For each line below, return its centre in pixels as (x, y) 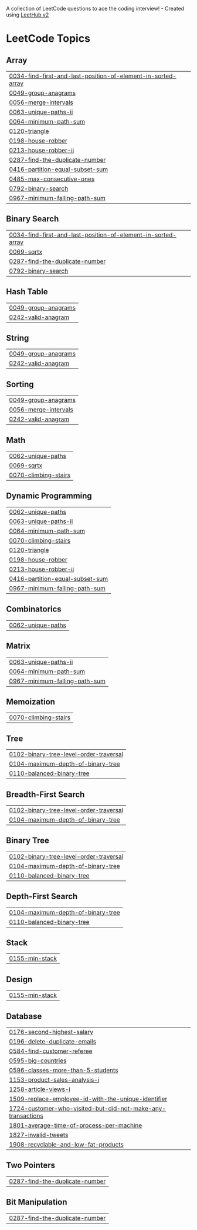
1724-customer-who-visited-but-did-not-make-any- (87, 1108)
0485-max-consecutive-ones (52, 179)
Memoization (31, 702)
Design (19, 979)
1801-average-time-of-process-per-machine (76, 1125)
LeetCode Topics (48, 39)
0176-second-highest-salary (51, 1032)
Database (24, 1016)
